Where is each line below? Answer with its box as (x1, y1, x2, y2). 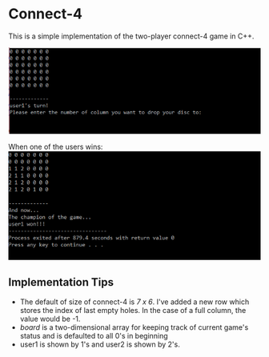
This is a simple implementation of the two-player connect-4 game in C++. (8, 31, 255, 41)
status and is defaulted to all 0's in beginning (19, 331, 168, 340)
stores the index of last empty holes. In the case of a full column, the (19, 305, 247, 315)
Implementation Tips (8, 275, 114, 289)
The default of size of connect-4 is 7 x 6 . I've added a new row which (19, 297, 250, 307)
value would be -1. (19, 314, 81, 323)
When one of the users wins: (8, 142, 103, 152)
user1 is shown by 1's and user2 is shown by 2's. (19, 339, 180, 349)
